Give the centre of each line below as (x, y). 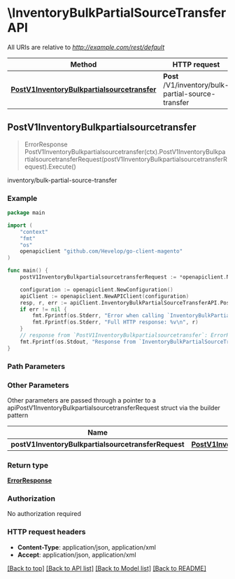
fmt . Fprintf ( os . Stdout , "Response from (78, 342)
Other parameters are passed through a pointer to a (81, 400)
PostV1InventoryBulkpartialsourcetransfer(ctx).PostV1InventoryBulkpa (125, 151)
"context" (34, 232)
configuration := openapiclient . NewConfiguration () (97, 289)
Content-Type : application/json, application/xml (86, 547)
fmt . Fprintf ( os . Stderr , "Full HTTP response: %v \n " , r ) (115, 322)
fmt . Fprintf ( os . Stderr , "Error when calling (98, 316)
